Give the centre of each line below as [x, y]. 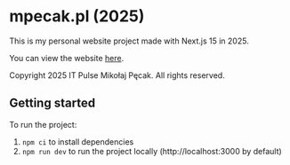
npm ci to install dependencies [78, 141]
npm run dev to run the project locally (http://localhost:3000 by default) [152, 151]
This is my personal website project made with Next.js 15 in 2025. [129, 41]
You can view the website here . [67, 58]
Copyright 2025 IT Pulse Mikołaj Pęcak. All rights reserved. [117, 75]
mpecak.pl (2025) [77, 16]
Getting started [52, 103]
